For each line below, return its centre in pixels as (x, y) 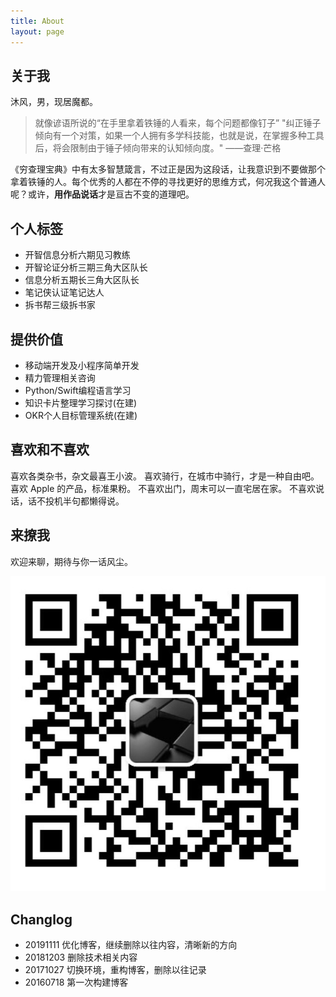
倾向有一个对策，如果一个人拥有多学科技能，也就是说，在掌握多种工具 (179, 136)
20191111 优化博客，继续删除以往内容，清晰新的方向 (131, 945)
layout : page (37, 31)
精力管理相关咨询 (60, 377)
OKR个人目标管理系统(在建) (81, 415)
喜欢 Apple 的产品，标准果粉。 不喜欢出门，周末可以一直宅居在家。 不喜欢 (163, 488)
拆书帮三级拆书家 (60, 305)
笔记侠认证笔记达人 (64, 292)
